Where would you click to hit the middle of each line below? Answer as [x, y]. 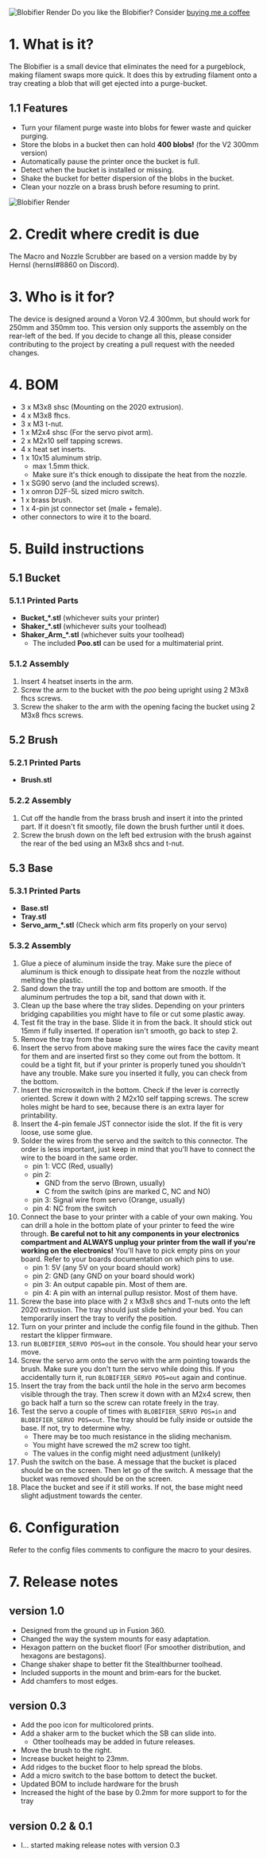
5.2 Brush [34, 740]
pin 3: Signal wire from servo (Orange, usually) [109, 1199]
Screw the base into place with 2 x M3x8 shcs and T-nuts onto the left [135, 1301]
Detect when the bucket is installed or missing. [97, 169]
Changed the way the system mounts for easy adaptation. [115, 1638]
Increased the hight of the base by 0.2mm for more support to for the [133, 1793]
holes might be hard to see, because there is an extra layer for [122, 1106]
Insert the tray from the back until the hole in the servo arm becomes [133, 1386]
